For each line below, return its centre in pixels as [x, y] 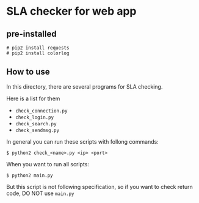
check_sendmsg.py [37, 130]
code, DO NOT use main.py [40, 193]
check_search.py [36, 124]
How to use [28, 72]
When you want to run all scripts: [48, 164]
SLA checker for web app [71, 11]
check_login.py [34, 117]
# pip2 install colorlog [38, 53]
